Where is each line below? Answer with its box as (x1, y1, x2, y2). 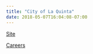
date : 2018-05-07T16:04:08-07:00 (6, 14, 88, 20)
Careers (6, 42, 26, 49)
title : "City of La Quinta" (6, 8, 75, 15)
